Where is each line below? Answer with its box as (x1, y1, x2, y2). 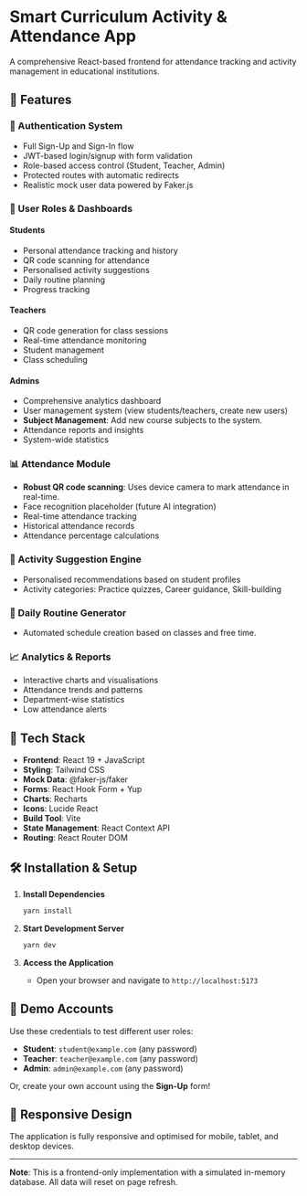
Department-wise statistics (22, 694, 125, 705)
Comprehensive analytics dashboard (22, 396, 162, 407)
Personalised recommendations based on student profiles (22, 574, 241, 585)
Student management (22, 344, 105, 355)
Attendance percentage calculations (22, 530, 160, 541)
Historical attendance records (22, 521, 135, 532)
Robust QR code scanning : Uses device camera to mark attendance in (22, 482, 290, 492)
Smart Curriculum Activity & (9, 6, 228, 27)
